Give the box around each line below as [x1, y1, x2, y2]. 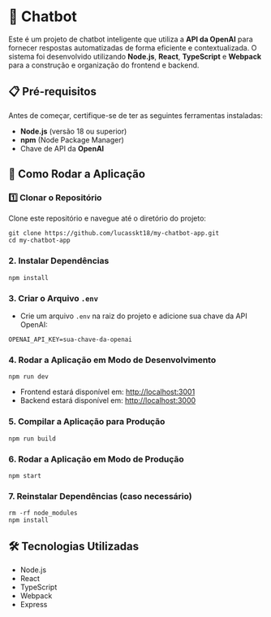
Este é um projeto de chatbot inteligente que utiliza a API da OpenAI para [8, 34, 253, 44]
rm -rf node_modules [8, 509, 79, 518]
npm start [8, 471, 42, 479]
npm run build [8, 435, 57, 443]
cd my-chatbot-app [8, 236, 71, 245]
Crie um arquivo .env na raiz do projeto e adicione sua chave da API [19, 311, 247, 321]
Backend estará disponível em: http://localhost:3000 [19, 396, 196, 405]
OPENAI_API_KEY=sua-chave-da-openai [8, 335, 132, 344]
